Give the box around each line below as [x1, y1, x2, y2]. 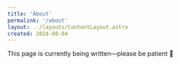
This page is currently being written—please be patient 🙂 [7, 49, 174, 58]
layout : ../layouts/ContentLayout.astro [7, 23, 129, 30]
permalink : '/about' [7, 17, 69, 24]
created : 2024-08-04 [7, 30, 69, 37]
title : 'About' [7, 10, 52, 18]
